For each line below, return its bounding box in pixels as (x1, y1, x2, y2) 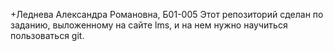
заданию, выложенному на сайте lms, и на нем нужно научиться (10, 19, 288, 31)
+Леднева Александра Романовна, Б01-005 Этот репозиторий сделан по (10, 9, 324, 20)
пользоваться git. (10, 30, 85, 41)
